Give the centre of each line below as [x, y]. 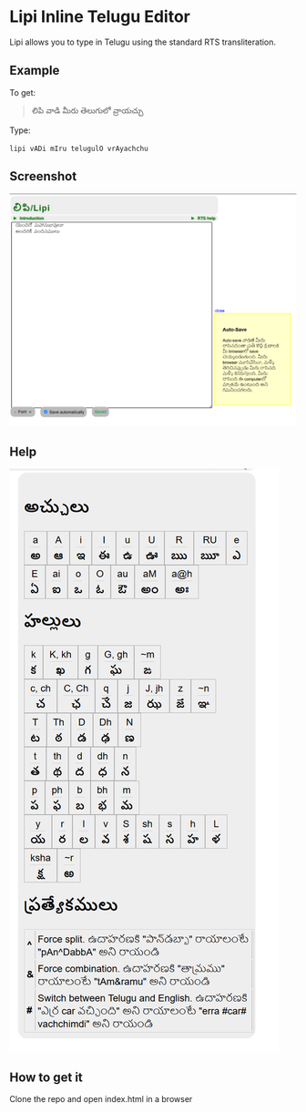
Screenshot [43, 176]
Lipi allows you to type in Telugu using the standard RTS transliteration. [143, 42]
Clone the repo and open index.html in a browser [101, 1099]
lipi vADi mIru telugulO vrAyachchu [79, 148]
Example [35, 71]
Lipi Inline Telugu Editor [100, 17]
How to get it [46, 1077]
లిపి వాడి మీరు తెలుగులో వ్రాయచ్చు [87, 110]
